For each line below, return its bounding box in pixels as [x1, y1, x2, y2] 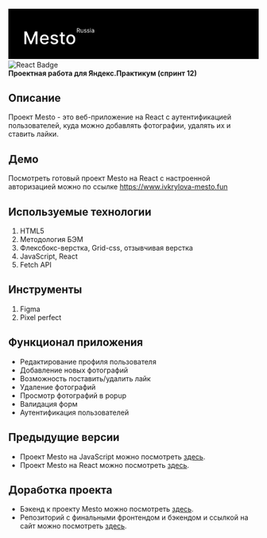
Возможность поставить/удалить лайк [19, 373, 151, 383]
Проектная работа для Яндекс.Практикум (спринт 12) [8, 68, 197, 78]
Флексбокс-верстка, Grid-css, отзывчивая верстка [19, 244, 193, 253]
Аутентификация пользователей [19, 407, 130, 417]
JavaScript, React [19, 251, 78, 261]
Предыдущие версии [8, 431, 120, 444]
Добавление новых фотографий [19, 365, 129, 375]
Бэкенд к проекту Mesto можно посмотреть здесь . [19, 505, 194, 514]
